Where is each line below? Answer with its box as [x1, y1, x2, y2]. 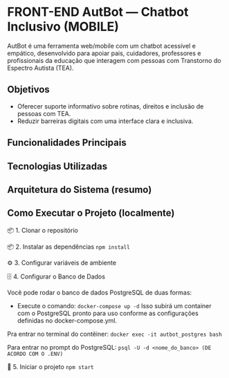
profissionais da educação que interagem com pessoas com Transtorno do [7, 56, 221, 64]
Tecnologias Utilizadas [7, 160, 108, 172]
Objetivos [7, 84, 50, 95]
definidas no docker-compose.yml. [17, 316, 118, 325]
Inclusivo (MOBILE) [7, 19, 120, 35]
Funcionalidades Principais [7, 137, 127, 149]
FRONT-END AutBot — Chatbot [7, 4, 189, 20]
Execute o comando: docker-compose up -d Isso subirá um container [17, 301, 212, 310]
